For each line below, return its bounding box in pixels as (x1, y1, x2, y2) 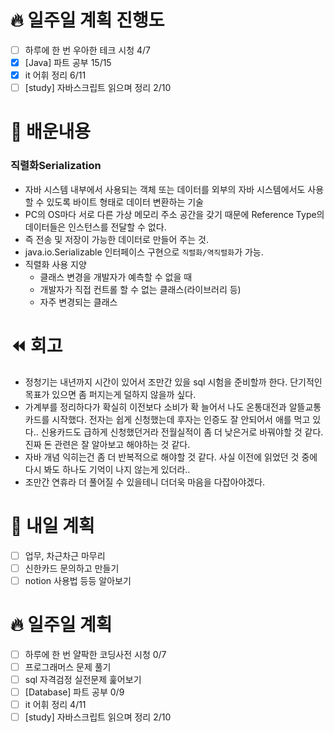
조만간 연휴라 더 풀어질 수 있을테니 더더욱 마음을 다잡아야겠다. (24, 476, 266, 488)
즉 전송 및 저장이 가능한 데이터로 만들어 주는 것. (24, 233, 209, 245)
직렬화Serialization (10, 159, 102, 173)
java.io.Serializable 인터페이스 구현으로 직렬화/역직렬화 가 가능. (24, 246, 264, 258)
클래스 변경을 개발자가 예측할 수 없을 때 (39, 271, 193, 283)
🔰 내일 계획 (10, 514, 95, 537)
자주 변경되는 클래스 (39, 296, 118, 308)
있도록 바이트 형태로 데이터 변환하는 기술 (46, 196, 204, 208)
